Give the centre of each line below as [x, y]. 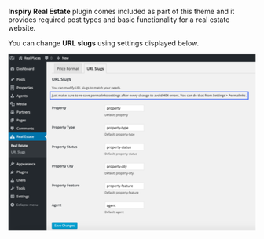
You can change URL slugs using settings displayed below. [104, 43]
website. [22, 28]
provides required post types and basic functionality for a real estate [119, 20]
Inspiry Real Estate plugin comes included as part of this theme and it [121, 11]
